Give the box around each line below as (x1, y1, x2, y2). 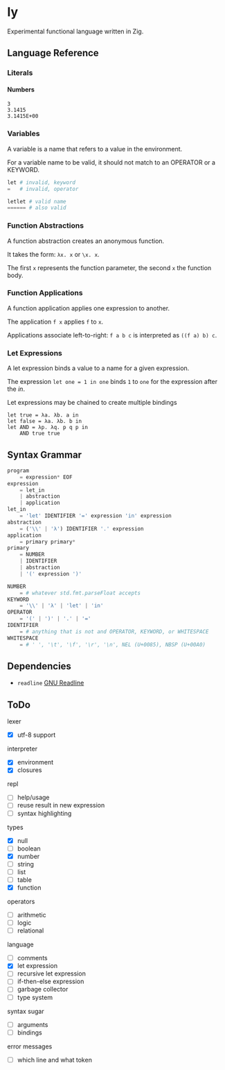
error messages (7, 1042, 53, 1051)
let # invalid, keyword (7, 178, 76, 186)
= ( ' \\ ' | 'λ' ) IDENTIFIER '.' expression (19, 525, 144, 532)
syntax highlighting (17, 809, 72, 817)
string (17, 860, 35, 868)
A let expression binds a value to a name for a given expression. (7, 364, 190, 372)
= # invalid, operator (7, 185, 79, 192)
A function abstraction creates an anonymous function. (7, 237, 165, 245)
